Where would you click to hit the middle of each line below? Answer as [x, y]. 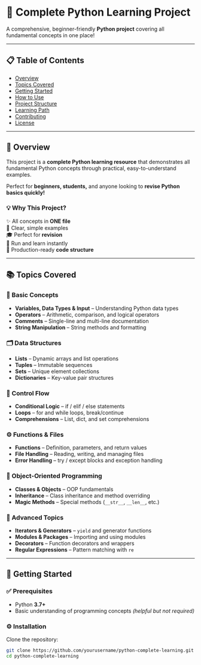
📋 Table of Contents [45, 60]
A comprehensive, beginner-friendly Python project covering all [85, 29]
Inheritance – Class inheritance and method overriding [83, 496]
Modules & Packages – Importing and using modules [80, 537]
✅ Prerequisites [29, 591]
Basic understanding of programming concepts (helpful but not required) [105, 611]
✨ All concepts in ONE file [38, 221]
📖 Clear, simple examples [37, 228]
